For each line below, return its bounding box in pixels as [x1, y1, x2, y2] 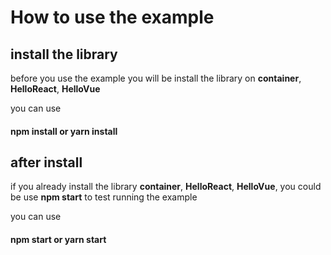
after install [10, 154, 83, 171]
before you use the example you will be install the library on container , [10, 72, 302, 84]
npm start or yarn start [10, 234, 107, 245]
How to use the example [10, 6, 215, 29]
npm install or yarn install [10, 125, 118, 137]
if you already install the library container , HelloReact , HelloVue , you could [10, 181, 322, 193]
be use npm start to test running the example [10, 191, 198, 203]
